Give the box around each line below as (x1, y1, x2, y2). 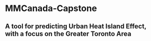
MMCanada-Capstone (5, 3, 97, 14)
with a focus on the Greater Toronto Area (5, 29, 132, 38)
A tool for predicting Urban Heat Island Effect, (5, 22, 147, 30)
